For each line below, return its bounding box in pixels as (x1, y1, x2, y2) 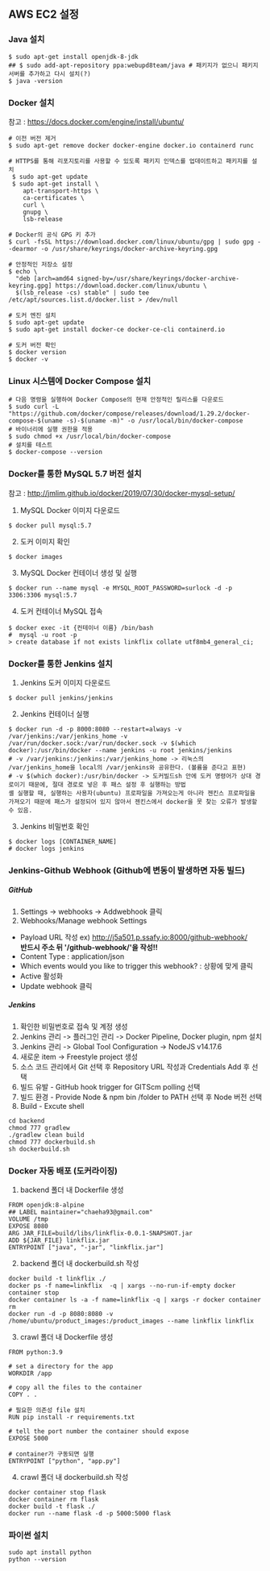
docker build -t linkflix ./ (8, 1275, 106, 1283)
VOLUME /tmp (8, 1215, 48, 1223)
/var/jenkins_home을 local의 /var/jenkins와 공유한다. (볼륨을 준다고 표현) (8, 763, 247, 772)
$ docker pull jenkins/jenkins (8, 694, 114, 702)
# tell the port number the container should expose (8, 1427, 189, 1436)
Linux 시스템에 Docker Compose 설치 (8, 375, 152, 386)
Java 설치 (8, 34, 45, 45)
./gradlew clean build (8, 1131, 85, 1139)
